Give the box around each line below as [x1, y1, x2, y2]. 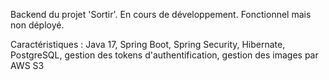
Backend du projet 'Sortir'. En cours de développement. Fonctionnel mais [10, 9, 312, 20]
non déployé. [10, 19, 65, 31]
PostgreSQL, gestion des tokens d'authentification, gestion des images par [10, 49, 319, 61]
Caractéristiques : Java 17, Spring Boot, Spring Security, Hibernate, [10, 39, 286, 50]
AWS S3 [10, 60, 45, 71]
